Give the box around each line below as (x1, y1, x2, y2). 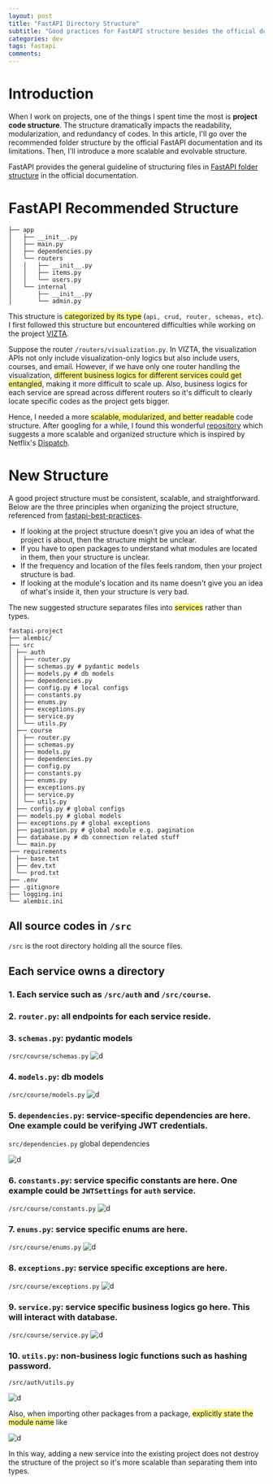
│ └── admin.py (8, 297, 82, 305)
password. (8, 1360, 52, 1371)
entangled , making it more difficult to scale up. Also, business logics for (8, 379, 248, 389)
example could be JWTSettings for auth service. (8, 1185, 197, 1196)
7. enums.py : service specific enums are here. (8, 1223, 188, 1234)
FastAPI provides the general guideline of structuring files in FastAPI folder (8, 162, 258, 172)
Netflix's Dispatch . (8, 437, 71, 447)
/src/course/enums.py (8, 1243, 82, 1252)
